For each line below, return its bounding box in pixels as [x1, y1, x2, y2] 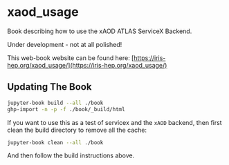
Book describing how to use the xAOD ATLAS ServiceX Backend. [7, 27, 192, 35]
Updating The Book [7, 81, 92, 93]
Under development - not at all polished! [7, 40, 122, 48]
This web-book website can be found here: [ [7, 53, 134, 62]
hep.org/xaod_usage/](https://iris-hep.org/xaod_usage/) [7, 61, 167, 69]
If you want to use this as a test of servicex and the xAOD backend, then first [7, 118, 223, 126]
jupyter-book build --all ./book [7, 99, 104, 106]
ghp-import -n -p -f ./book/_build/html [7, 106, 126, 113]
